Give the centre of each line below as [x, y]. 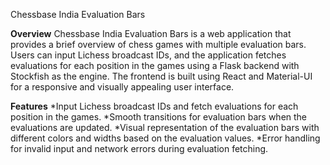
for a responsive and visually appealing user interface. [122, 87]
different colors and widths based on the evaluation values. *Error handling [165, 138]
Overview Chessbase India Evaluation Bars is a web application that [151, 33]
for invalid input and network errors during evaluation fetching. [139, 148]
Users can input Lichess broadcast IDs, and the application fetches [148, 55]
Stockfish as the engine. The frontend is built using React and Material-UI [161, 76]
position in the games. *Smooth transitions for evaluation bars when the [159, 117]
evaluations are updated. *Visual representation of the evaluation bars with [165, 127]
